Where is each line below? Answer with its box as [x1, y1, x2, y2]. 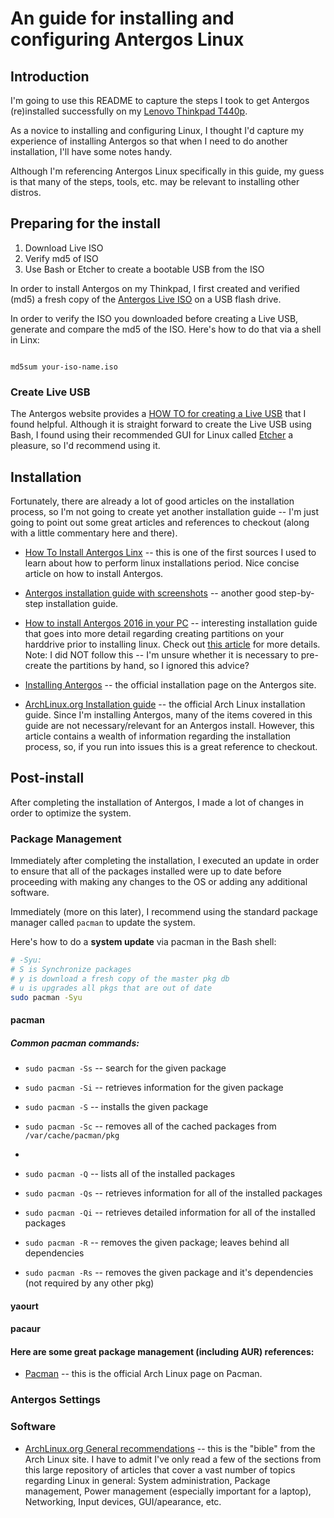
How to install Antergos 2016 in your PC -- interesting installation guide [24, 617, 318, 629]
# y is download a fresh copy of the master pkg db [10, 973, 230, 984]
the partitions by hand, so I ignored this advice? [53, 659, 250, 671]
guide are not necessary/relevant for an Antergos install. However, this [24, 719, 315, 731]
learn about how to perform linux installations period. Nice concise [24, 557, 300, 569]
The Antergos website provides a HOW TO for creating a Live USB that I [10, 408, 307, 420]
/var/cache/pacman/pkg [24, 1130, 120, 1141]
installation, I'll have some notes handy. [10, 146, 173, 157]
